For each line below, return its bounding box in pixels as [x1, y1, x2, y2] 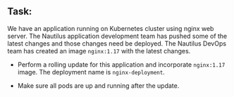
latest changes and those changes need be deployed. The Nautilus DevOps [7, 39, 227, 48]
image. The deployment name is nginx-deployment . [17, 67, 166, 76]
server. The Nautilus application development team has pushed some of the [7, 32, 228, 40]
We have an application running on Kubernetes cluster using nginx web [7, 24, 214, 32]
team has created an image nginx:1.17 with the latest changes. [7, 46, 191, 55]
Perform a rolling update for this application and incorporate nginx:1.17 [17, 60, 226, 69]
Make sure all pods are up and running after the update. [17, 81, 180, 90]
